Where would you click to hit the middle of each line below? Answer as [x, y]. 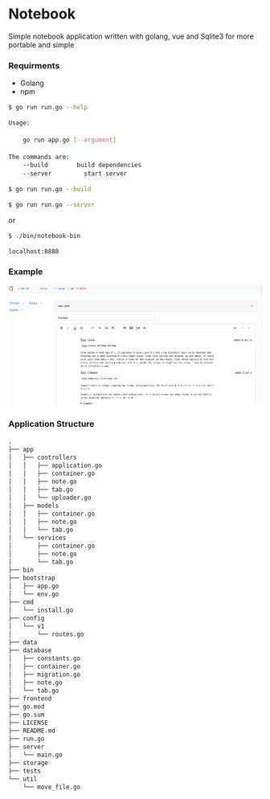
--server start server [75, 174]
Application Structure [51, 424]
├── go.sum [27, 715]
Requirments [34, 65]
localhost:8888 [34, 251]
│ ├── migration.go [45, 675]
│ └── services [37, 538]
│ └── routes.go [46, 635]
